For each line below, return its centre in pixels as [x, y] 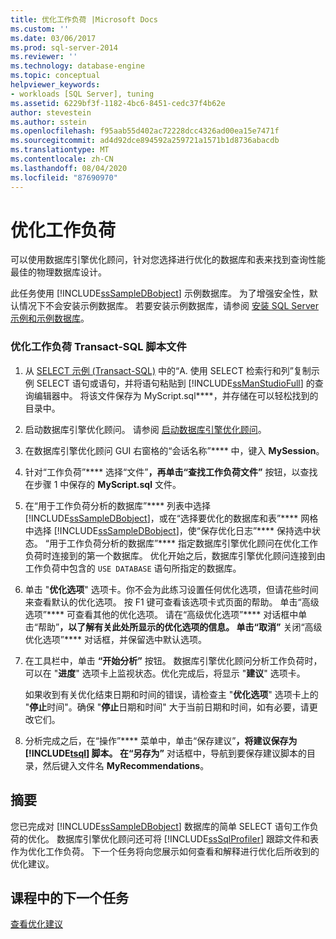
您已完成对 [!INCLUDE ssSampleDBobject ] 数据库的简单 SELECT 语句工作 [160, 826]
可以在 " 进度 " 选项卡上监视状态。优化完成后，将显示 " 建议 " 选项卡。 [165, 673]
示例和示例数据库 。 [50, 318]
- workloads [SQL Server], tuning [82, 94]
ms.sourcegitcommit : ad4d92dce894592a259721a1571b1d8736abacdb [145, 141]
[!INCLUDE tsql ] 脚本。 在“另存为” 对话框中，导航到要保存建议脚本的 [165, 753]
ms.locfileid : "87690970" [64, 177]
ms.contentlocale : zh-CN [62, 159]
